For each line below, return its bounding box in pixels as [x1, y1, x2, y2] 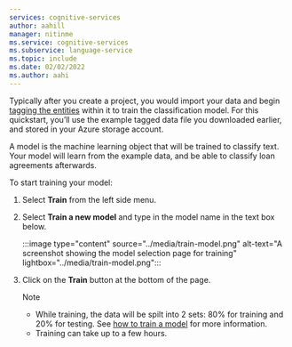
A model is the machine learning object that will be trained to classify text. [9, 141, 280, 151]
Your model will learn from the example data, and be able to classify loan [9, 150, 275, 161]
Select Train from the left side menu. [21, 194, 157, 205]
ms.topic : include [9, 54, 77, 63]
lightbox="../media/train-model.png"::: [21, 257, 162, 268]
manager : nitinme [9, 29, 74, 38]
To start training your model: [9, 177, 114, 188]
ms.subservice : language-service [9, 46, 133, 55]
